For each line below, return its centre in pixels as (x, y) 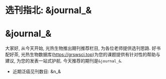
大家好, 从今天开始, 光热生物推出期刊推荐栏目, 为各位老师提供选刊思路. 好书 (83, 48)
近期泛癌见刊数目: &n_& (37, 71)
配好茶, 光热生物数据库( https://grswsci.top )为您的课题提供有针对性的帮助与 (83, 55)
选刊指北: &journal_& (49, 10)
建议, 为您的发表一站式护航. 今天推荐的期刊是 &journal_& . (64, 61)
